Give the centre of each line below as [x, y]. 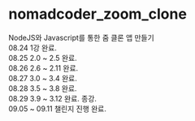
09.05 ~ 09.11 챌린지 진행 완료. [58, 108]
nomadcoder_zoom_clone [97, 14]
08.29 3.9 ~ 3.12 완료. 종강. [53, 98]
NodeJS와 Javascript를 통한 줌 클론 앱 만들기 [81, 37]
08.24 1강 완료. [32, 48]
